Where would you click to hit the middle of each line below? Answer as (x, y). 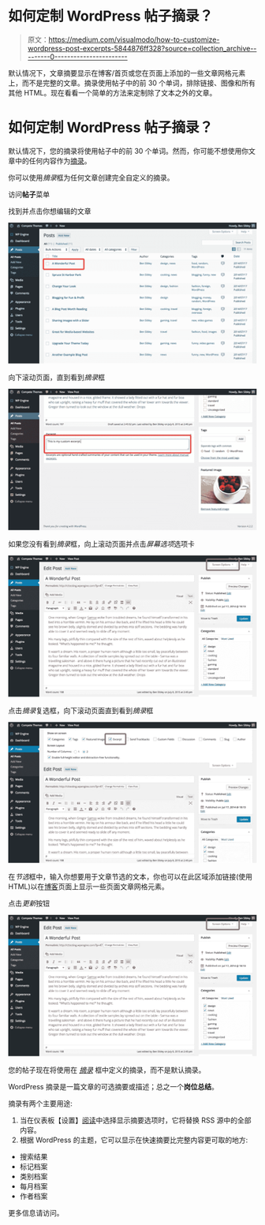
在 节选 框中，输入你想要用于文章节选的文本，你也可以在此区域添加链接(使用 (131, 877)
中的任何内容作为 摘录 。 (53, 161)
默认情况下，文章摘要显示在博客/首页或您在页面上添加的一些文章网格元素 (127, 73)
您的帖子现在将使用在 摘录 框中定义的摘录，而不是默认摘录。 (107, 1070)
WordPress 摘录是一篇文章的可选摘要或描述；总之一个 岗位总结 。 (113, 1087)
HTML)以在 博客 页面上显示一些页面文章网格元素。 (89, 887)
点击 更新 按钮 (29, 903)
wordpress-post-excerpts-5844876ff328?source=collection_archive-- (142, 48)
